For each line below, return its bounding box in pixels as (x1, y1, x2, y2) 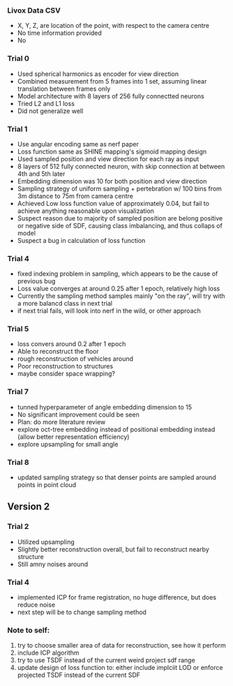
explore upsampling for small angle (17, 440, 119, 448)
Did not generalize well (17, 107, 84, 115)
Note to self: (7, 625, 50, 635)
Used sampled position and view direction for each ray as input (17, 154, 200, 163)
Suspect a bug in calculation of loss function (17, 236, 146, 244)
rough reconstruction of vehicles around (17, 355, 134, 363)
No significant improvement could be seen (17, 410, 140, 419)
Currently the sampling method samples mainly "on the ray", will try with (17, 292, 225, 300)
